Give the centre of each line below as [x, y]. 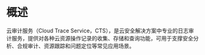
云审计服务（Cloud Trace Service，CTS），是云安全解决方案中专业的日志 [98, 31]
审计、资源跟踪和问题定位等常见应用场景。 [81, 46]
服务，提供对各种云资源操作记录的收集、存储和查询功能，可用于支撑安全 [102, 38]
